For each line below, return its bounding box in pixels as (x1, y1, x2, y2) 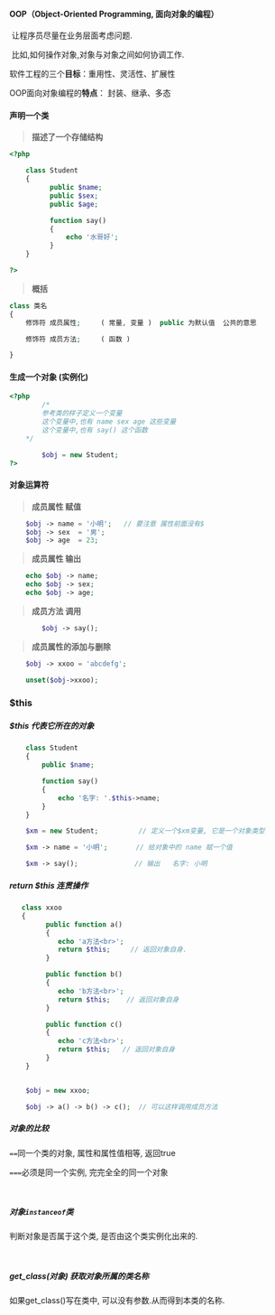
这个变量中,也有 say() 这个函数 (41, 425, 149, 434)
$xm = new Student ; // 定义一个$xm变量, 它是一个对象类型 (25, 826, 265, 835)
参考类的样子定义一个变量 (41, 409, 123, 418)
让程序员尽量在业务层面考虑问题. (11, 30, 133, 41)
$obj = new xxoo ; (25, 1086, 91, 1095)
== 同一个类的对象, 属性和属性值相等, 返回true (9, 1147, 176, 1158)
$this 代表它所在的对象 (9, 721, 95, 732)
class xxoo (21, 903, 63, 912)
